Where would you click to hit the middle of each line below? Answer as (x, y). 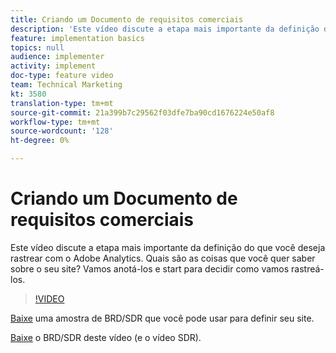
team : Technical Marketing (66, 85)
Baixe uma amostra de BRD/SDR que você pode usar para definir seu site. (162, 318)
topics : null (37, 47)
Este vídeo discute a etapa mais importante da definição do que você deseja (168, 247)
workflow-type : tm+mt (55, 122)
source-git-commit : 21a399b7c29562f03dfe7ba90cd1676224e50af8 (142, 112)
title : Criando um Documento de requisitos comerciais (127, 19)
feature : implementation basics (77, 38)
